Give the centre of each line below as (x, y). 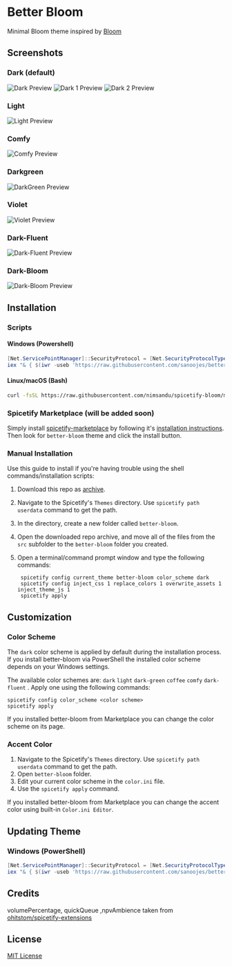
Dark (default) (31, 73)
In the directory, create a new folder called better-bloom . (98, 524)
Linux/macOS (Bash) (37, 381)
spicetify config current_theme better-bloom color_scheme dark (115, 578)
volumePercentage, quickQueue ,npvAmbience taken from (90, 910)
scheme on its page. (36, 726)
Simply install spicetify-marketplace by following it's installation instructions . (116, 428)
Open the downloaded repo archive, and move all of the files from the (116, 537)
